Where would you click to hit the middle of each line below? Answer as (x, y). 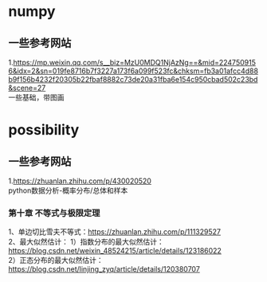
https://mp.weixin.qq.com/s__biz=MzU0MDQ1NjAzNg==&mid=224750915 (135, 63)
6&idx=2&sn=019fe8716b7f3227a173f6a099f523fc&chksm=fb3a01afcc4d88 (133, 71)
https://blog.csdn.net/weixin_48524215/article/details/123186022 (115, 251)
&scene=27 (27, 88)
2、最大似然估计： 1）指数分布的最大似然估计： (86, 242)
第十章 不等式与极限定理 (54, 213)
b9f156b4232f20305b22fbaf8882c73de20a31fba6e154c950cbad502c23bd (133, 79)
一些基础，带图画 (36, 97)
